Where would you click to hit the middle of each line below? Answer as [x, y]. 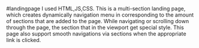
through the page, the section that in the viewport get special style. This [95, 27]
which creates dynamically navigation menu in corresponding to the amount [100, 15]
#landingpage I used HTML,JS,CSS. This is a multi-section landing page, [96, 9]
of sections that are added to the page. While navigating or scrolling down [98, 21]
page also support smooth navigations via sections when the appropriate [97, 34]
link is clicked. [24, 40]
